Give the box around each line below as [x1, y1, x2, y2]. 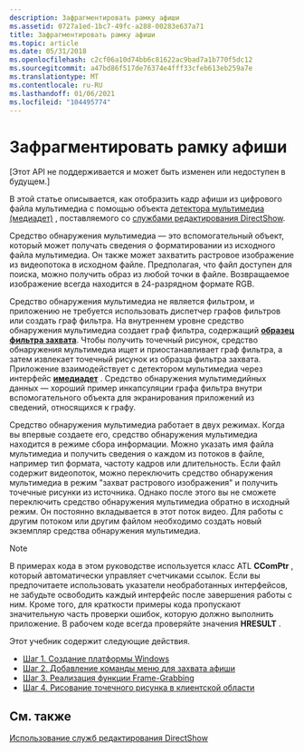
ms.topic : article [9, 38, 79, 48]
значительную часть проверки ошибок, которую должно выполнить [9, 609, 274, 620]
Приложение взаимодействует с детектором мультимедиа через [9, 363, 263, 374]
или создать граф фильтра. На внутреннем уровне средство [9, 315, 244, 326]
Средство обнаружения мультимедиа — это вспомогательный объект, [9, 230, 285, 241]
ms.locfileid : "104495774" [9, 97, 111, 107]
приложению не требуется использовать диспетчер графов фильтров [9, 305, 281, 317]
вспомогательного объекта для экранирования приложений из [9, 392, 255, 403]
